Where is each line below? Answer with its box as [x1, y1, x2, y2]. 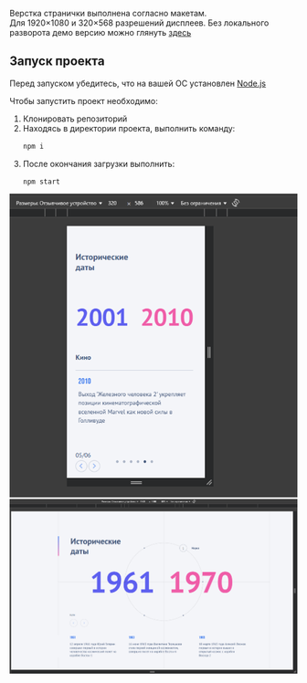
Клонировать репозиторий [22, 113, 128, 124]
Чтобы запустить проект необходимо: [9, 95, 158, 106]
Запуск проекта [9, 54, 105, 69]
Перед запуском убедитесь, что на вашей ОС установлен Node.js [9, 78, 267, 89]
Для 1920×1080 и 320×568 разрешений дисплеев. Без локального [9, 17, 270, 28]
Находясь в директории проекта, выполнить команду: [22, 122, 236, 133]
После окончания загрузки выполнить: [22, 158, 175, 169]
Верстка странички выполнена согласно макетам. [9, 8, 207, 18]
